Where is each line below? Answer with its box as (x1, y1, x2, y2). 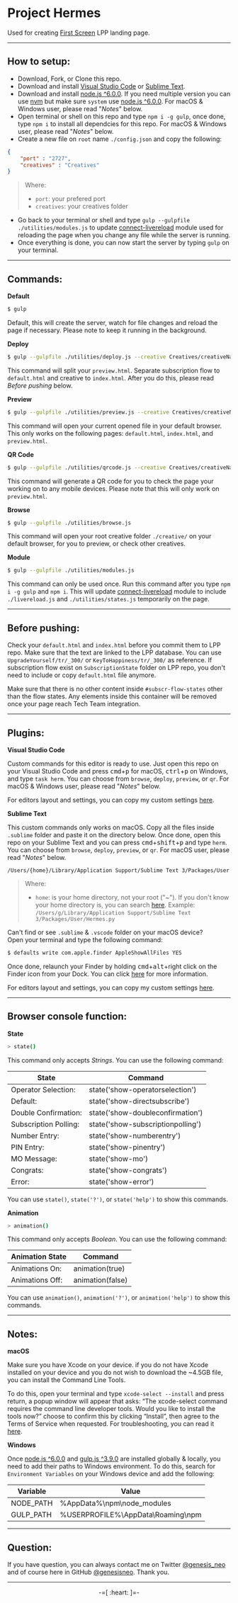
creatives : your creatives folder (35, 202, 129, 210)
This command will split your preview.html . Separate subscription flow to (7, 366, 220, 375)
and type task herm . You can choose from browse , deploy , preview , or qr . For (7, 774, 229, 783)
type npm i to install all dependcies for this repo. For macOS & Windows (17, 119, 227, 128)
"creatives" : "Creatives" (20, 162, 100, 169)
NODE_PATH (11, 1498, 53, 1508)
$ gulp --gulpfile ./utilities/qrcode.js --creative (7, 464, 166, 471)
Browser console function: (7, 1011, 127, 1023)
